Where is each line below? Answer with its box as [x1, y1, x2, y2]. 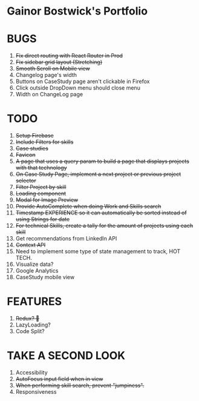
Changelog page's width [15, 71, 77, 79]
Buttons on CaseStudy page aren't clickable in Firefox [15, 78, 150, 85]
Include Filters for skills [15, 138, 74, 146]
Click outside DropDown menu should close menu [15, 84, 141, 91]
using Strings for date [15, 216, 70, 223]
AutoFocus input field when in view [15, 375, 103, 382]
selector [15, 177, 37, 184]
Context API [15, 241, 46, 249]
